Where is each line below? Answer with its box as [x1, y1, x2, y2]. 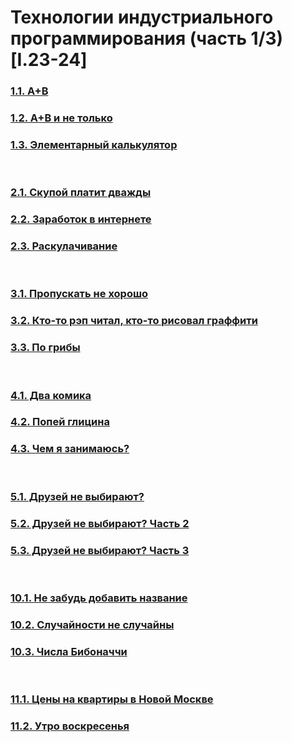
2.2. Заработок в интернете [10, 212, 152, 226]
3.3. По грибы [10, 341, 81, 355]
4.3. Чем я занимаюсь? [10, 442, 130, 456]
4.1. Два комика [10, 388, 92, 402]
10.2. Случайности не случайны [10, 617, 175, 631]
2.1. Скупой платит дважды [10, 186, 152, 200]
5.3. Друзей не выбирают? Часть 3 [10, 543, 190, 557]
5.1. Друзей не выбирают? [10, 489, 145, 503]
